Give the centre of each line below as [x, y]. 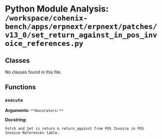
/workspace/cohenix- [47, 18]
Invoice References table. [32, 133]
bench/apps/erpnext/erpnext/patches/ [81, 27]
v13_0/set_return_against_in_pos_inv [81, 35]
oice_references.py [44, 44]
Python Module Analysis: [57, 9]
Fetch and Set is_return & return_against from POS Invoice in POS [75, 128]
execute [14, 100]
